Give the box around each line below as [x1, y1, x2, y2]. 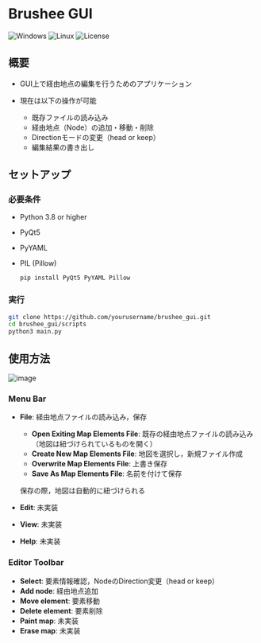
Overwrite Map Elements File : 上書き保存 [31, 459, 168, 469]
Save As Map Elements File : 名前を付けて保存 [31, 469, 182, 478]
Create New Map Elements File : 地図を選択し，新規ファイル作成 [31, 449, 244, 458]
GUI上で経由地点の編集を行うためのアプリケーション [19, 79, 193, 88]
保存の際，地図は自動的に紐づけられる [19, 486, 145, 496]
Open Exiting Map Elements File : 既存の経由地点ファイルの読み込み [31, 429, 254, 438]
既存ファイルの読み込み [31, 112, 109, 122]
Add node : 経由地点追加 [19, 586, 99, 595]
